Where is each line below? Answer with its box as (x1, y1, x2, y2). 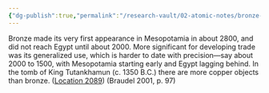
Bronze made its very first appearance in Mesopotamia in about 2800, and (8, 33, 254, 43)
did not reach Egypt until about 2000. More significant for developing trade (8, 41, 256, 52)
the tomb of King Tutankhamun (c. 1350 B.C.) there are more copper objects (8, 67, 259, 76)
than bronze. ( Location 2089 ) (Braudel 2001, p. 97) (8, 76, 176, 85)
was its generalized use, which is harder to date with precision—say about (8, 50, 254, 60)
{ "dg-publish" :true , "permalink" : (8, 11, 120, 20)
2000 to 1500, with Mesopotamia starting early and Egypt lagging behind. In (8, 59, 259, 68)
